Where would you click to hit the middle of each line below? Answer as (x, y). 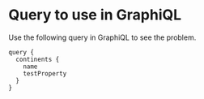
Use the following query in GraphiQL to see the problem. (102, 37)
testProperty (45, 73)
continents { (38, 59)
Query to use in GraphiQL (95, 15)
